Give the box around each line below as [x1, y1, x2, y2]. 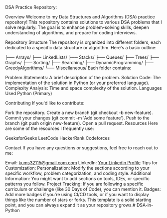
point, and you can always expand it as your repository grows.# [5, 202, 136, 208]
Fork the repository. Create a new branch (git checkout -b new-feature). [5, 109, 153, 115]
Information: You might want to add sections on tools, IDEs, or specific [5, 176, 150, 181]
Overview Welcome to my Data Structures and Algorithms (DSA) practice [5, 14, 156, 19]
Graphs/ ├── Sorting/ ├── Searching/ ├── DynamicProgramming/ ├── [5, 60, 154, 65]
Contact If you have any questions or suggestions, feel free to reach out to [5, 145, 158, 151]
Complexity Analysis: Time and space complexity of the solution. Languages [5, 85, 162, 91]
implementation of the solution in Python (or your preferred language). [5, 80, 150, 86]
